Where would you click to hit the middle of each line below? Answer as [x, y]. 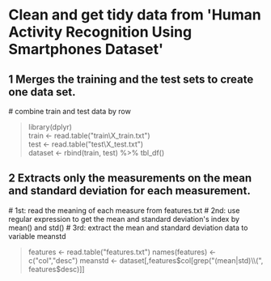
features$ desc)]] [56, 269]
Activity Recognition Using [100, 32]
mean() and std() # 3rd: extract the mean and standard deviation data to [128, 228]
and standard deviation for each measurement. [129, 191]
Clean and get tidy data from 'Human [135, 15]
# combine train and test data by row [70, 111]
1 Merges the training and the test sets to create [131, 79]
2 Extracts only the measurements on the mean [130, 179]
